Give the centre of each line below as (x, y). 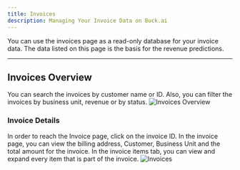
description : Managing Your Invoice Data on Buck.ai (87, 21)
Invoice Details (34, 120)
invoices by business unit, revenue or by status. (77, 102)
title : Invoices (31, 14)
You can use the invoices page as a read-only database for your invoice (113, 41)
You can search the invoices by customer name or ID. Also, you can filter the (120, 95)
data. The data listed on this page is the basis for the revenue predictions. (116, 48)
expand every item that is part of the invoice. (73, 159)
